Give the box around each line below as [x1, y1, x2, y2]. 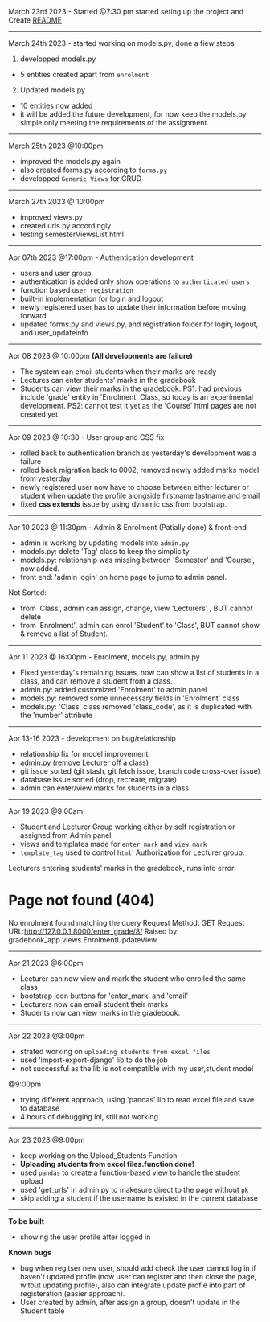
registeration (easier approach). [19, 1288, 125, 1298]
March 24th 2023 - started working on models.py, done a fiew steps [8, 39, 235, 47]
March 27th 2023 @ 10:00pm [8, 197, 106, 206]
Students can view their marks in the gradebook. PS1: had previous [19, 384, 243, 393]
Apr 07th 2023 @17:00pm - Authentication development [8, 252, 194, 262]
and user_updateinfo [19, 328, 88, 337]
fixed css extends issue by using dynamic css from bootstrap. [19, 499, 227, 509]
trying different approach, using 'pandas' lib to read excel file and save [19, 1094, 255, 1104]
